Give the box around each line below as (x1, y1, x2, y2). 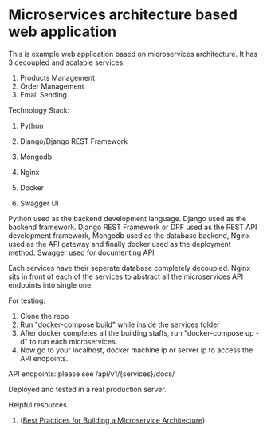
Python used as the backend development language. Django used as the (8, 213, 247, 223)
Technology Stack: (8, 105, 70, 115)
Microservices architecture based (8, 6, 238, 24)
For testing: (8, 296, 46, 305)
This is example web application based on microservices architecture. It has (8, 49, 257, 58)
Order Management (19, 81, 85, 91)
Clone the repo (19, 311, 69, 320)
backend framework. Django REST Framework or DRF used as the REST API (8, 222, 257, 232)
